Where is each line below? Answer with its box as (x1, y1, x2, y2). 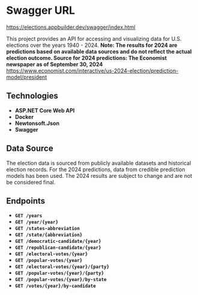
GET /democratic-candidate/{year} (14, 239, 101, 245)
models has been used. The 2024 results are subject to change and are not (6, 172, 193, 179)
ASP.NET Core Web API (14, 106, 75, 114)
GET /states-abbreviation (14, 226, 80, 232)
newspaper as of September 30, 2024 (6, 61, 103, 68)
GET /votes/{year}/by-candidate (14, 283, 96, 289)
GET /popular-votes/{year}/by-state (14, 277, 107, 283)
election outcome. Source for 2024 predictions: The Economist (6, 54, 167, 61)
